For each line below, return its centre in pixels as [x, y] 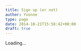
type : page [17, 19]
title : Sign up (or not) [32, 10]
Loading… [16, 43]
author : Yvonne [21, 15]
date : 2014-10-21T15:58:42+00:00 [41, 24]
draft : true [18, 29]
